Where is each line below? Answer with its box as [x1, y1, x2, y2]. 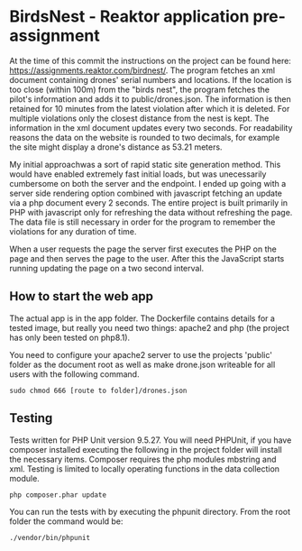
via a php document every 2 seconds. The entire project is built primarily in [9, 197, 288, 208]
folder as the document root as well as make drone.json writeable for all [9, 359, 276, 370]
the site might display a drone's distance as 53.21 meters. [9, 142, 223, 152]
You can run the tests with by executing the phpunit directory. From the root [9, 506, 291, 517]
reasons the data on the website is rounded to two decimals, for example [9, 132, 280, 142]
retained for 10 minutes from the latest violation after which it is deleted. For [9, 103, 290, 114]
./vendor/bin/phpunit [9, 533, 91, 542]
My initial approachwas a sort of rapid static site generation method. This [9, 159, 281, 170]
